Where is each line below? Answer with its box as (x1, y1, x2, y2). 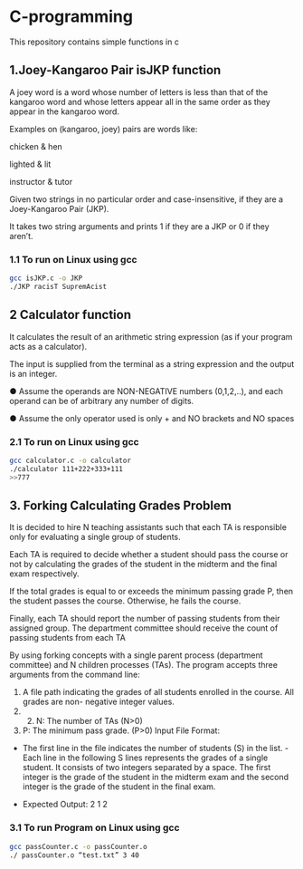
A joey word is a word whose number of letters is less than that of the (9, 86, 269, 97)
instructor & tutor (9, 176, 73, 187)
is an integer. (9, 368, 58, 379)
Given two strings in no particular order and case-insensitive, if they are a (9, 193, 283, 205)
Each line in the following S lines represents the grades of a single (22, 752, 269, 763)
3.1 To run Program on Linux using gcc (9, 822, 180, 835)
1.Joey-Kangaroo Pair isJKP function (9, 63, 222, 78)
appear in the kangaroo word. (9, 106, 120, 117)
